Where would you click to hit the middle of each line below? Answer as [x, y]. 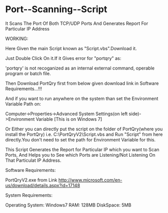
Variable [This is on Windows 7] [69, 119]
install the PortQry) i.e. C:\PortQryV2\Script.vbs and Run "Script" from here [84, 134]
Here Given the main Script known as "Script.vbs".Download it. [71, 48]
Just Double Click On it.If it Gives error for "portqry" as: [63, 58]
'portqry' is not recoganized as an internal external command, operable [80, 68]
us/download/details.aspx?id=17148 [43, 185]
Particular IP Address [27, 28]
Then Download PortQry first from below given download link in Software [82, 83]
